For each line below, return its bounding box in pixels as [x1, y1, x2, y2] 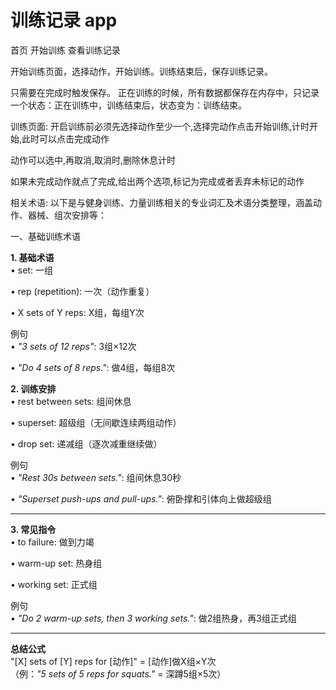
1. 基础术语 [10, 251, 55, 263]
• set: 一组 [10, 264, 53, 276]
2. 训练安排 [10, 382, 57, 395]
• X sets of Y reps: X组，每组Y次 [10, 306, 145, 318]
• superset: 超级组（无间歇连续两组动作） [10, 416, 182, 428]
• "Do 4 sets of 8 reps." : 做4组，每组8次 [10, 361, 176, 373]
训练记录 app [10, 9, 118, 32]
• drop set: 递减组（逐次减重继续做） [10, 437, 163, 450]
